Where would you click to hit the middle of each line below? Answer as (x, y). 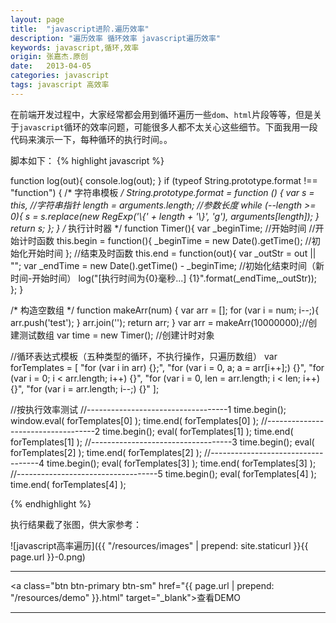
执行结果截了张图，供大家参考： (76, 524)
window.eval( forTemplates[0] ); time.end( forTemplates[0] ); (134, 420)
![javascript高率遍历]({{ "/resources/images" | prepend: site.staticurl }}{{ (159, 545)
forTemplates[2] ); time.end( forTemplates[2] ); (106, 452)
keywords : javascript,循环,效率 (75, 47)
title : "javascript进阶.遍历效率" (80, 29)
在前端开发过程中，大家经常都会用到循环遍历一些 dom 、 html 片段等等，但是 (162, 114)
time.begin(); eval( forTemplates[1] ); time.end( (198, 431)
